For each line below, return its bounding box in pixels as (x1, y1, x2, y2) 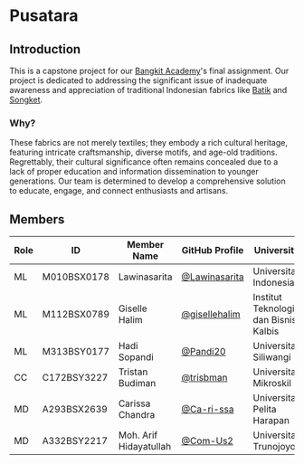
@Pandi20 (180, 346, 226, 358)
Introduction (9, 42, 81, 57)
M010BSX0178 (42, 270, 110, 283)
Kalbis (252, 325, 280, 337)
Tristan (118, 365, 148, 378)
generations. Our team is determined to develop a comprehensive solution (9, 175, 287, 186)
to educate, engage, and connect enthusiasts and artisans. (9, 185, 229, 196)
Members (9, 212, 65, 227)
